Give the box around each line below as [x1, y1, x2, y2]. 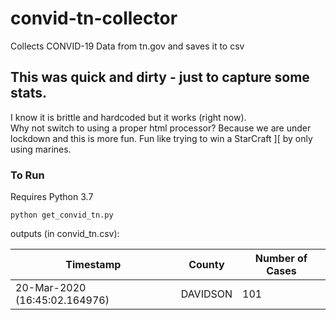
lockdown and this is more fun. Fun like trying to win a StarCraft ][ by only [10, 132, 313, 144]
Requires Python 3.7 [10, 191, 94, 203]
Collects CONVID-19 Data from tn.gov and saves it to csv [10, 40, 245, 52]
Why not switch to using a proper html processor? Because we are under [10, 122, 312, 134]
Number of [254, 252, 308, 266]
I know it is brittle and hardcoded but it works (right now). [10, 111, 247, 123]
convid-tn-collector [10, 7, 178, 30]
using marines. [10, 143, 72, 155]
